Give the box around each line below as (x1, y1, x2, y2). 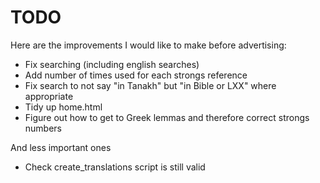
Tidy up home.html (24, 101, 103, 113)
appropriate (24, 90, 74, 102)
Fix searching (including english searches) (24, 58, 200, 70)
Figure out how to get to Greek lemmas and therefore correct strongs (24, 111, 310, 123)
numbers (24, 122, 63, 134)
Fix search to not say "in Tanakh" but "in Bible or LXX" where (24, 79, 277, 91)
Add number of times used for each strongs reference (24, 69, 248, 81)
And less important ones (10, 141, 112, 153)
